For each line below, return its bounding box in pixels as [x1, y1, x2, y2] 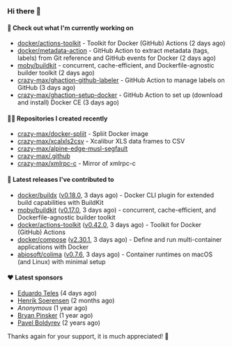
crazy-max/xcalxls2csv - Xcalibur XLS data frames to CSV [17, 137, 185, 146]
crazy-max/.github [17, 152, 71, 160]
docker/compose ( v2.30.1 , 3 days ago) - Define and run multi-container [17, 235, 222, 243]
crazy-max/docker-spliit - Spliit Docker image [17, 130, 148, 138]
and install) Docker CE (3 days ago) [17, 98, 120, 107]
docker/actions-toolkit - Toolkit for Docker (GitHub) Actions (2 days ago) [17, 39, 226, 47]
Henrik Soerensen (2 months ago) [17, 296, 115, 304]
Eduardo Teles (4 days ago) [17, 288, 98, 297]
